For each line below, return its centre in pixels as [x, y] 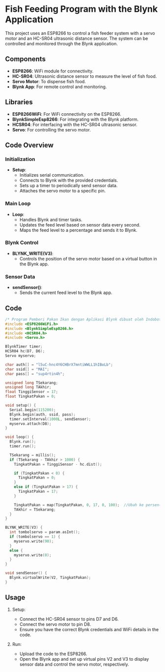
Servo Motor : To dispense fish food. [49, 81]
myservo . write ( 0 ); [33, 555]
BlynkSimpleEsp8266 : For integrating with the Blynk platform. [75, 119]
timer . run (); [23, 447]
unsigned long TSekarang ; [31, 383]
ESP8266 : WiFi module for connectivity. [53, 71]
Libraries [19, 102]
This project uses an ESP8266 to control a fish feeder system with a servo [80, 33]
